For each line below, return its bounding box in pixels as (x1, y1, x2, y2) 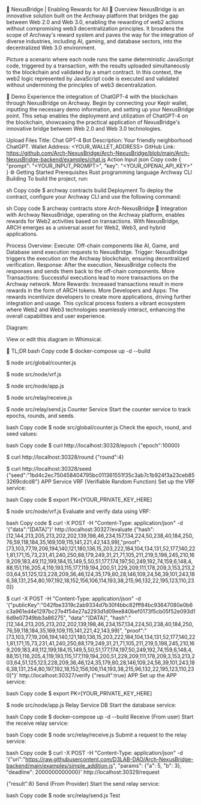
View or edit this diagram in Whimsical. (6, 336, 103, 343)
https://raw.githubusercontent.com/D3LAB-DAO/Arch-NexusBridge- (25, 756, 194, 763)
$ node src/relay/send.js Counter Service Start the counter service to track (6, 406, 191, 412)
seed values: (6, 430, 38, 437)
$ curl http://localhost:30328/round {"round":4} (6, 453, 124, 461)
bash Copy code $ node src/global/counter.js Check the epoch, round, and (6, 424, 192, 430)
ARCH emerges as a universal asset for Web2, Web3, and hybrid (6, 224, 166, 231)
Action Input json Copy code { (107, 156, 181, 163)
